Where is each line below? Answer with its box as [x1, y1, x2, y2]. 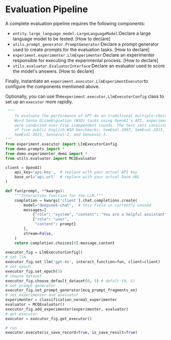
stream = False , [23, 231, 53, 236]
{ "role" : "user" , [32, 217, 70, 222]
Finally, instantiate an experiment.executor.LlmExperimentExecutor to [5, 78, 149, 84]
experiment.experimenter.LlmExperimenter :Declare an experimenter [12, 52, 155, 58]
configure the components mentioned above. [5, 83, 100, 90]
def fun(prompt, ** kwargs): [5, 188, 65, 194]
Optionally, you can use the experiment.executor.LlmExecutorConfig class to [5, 93, 164, 99]
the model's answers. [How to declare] [12, 68, 94, 74]
